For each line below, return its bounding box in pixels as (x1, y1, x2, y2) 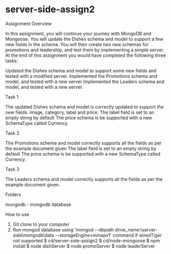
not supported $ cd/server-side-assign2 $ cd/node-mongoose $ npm (12, 237, 160, 244)
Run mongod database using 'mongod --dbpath (12, 226, 114, 232)
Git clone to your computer (12, 221, 70, 227)
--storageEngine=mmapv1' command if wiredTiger (55, 232, 162, 238)
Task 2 (5, 130, 19, 136)
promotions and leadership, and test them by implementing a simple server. (5, 47, 165, 53)
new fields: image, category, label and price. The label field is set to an (5, 109, 155, 115)
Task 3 (5, 166, 19, 172)
